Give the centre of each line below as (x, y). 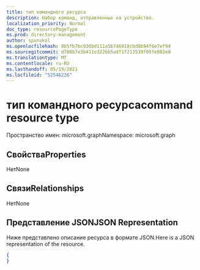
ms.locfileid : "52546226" (39, 75)
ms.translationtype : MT (37, 58)
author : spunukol (28, 40)
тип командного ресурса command (100, 105)
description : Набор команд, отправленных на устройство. (80, 18)
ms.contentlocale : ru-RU (38, 63)
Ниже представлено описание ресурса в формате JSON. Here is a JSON (100, 237)
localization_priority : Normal (46, 23)
